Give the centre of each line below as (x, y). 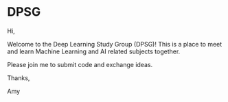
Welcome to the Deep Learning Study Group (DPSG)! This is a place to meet (115, 44)
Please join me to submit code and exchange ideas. (80, 64)
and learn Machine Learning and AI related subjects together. (94, 51)
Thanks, (19, 78)
